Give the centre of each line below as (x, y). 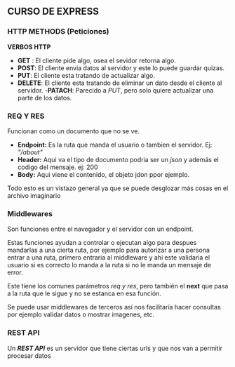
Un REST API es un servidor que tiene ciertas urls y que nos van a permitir (115, 348)
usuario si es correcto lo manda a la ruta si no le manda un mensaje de (109, 265)
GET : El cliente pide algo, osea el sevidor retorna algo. (97, 60)
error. (15, 272)
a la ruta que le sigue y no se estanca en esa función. (84, 293)
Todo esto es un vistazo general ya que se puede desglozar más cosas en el (118, 188)
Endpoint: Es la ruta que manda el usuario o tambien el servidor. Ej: (115, 145)
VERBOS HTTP (29, 47)
